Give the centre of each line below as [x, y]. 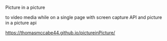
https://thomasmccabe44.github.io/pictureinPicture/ [60, 33]
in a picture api [21, 23]
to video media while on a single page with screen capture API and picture [84, 17]
